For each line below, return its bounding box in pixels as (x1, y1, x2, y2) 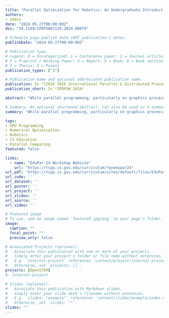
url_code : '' (5, 175, 33, 180)
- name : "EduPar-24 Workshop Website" (10, 160, 92, 166)
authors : (5, 12, 24, 17)
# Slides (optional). (5, 281, 51, 287)
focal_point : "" (10, 230, 44, 235)
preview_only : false (10, 235, 53, 240)
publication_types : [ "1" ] (5, 68, 59, 73)
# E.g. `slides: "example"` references (5, 296, 94, 301)
